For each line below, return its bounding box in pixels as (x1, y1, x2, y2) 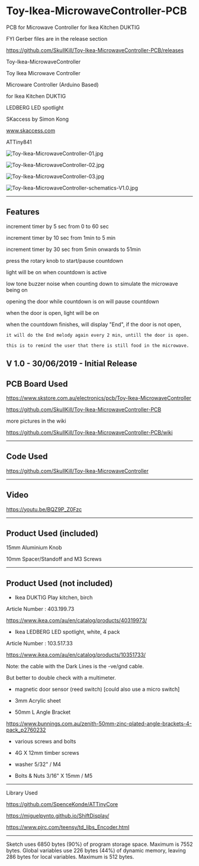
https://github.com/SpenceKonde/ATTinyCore (6, 801, 118, 808)
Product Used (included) (6, 528, 99, 538)
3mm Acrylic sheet (14, 697, 61, 704)
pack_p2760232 (6, 726, 46, 733)
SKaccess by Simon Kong (6, 115, 69, 123)
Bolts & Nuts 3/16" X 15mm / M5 (14, 772, 93, 780)
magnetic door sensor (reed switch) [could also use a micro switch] (14, 685, 180, 693)
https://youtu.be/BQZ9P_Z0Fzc (6, 506, 82, 513)
